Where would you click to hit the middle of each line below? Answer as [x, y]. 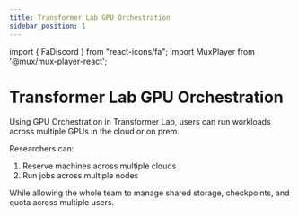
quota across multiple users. [62, 203]
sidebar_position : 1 [48, 26]
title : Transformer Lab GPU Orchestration [90, 17]
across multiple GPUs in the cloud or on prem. [94, 132]
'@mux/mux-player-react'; [58, 61]
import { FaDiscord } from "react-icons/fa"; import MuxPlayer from [132, 51]
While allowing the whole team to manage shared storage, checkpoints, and [149, 193]
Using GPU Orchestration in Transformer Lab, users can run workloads [140, 122]
